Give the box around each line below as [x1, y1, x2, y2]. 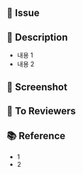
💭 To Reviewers [6, 104, 76, 117]
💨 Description [6, 31, 68, 43]
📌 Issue [6, 7, 40, 19]
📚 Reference [6, 130, 65, 142]
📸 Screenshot [6, 81, 68, 93]
